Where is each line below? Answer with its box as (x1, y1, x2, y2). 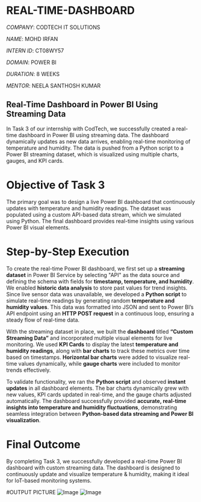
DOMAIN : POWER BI (6, 59, 57, 66)
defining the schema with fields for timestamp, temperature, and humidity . (6, 278, 194, 285)
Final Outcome (6, 437, 81, 451)
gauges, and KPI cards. (6, 157, 64, 164)
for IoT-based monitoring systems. (6, 477, 92, 484)
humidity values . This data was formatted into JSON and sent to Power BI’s (6, 303, 194, 311)
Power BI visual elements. (6, 224, 70, 231)
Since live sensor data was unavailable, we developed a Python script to (6, 290, 187, 297)
